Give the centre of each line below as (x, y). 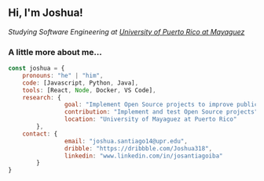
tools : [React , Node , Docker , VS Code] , (89, 90)
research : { (42, 97)
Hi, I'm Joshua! (46, 13)
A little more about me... (55, 52)
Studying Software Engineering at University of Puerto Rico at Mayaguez (126, 31)
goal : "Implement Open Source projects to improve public (161, 105)
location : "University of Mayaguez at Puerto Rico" (150, 119)
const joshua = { (37, 69)
